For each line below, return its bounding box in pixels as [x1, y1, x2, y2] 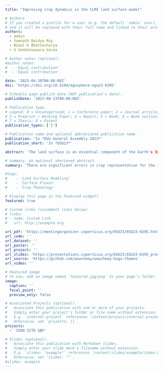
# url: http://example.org [5, 221, 64, 226]
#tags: [5, 172, 18, 177]
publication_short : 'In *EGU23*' [5, 141, 73, 146]
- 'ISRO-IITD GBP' [9, 328, 47, 333]
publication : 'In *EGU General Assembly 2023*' [5, 136, 103, 141]
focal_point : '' [9, 288, 42, 292]
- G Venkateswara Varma [9, 47, 57, 52]
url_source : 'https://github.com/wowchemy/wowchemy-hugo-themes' [5, 257, 140, 261]
